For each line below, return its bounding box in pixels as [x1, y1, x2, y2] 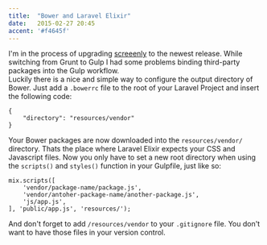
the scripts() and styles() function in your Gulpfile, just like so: [8, 161, 222, 171]
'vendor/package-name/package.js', [23, 184, 142, 192]
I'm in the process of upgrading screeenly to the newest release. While [8, 49, 243, 59]
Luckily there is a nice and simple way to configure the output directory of [8, 74, 253, 85]
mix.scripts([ [8, 176, 56, 185]
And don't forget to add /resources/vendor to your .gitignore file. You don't [8, 219, 261, 229]
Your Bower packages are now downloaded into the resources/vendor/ [8, 135, 243, 145]
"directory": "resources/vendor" [23, 114, 135, 122]
